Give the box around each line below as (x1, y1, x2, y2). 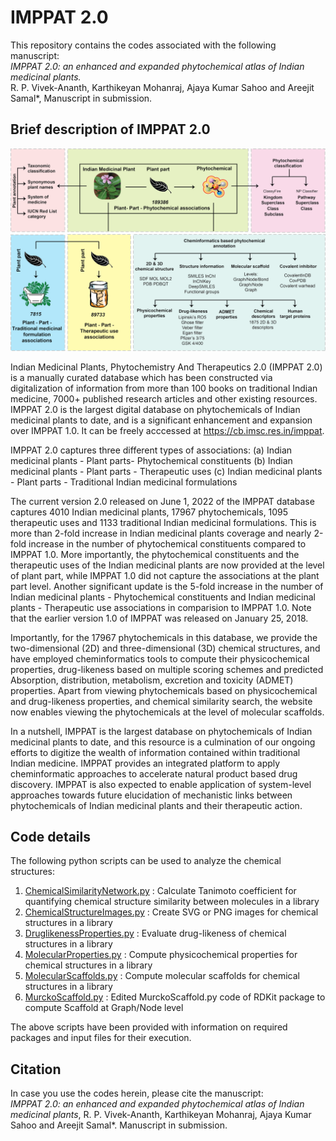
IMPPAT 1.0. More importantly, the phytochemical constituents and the (10, 548, 300, 560)
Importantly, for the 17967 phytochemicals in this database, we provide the (10, 631, 318, 643)
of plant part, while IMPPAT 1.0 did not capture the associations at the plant (10, 569, 320, 581)
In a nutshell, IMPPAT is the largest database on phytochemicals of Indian (10, 725, 313, 737)
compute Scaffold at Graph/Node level (24, 1002, 184, 1014)
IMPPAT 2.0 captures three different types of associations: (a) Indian (10, 444, 293, 456)
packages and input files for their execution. (10, 1032, 192, 1044)
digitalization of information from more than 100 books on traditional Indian (10, 382, 318, 394)
